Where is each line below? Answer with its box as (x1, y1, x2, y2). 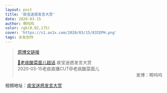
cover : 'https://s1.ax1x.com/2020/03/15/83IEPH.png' (5, 30, 117, 35)
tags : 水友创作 (5, 35, 34, 40)
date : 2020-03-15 (5, 16, 41, 21)
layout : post (5, 7, 32, 12)
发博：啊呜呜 (136, 72, 163, 78)
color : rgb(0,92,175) (5, 26, 50, 31)
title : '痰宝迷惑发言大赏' (5, 12, 55, 17)
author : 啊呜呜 (5, 21, 34, 26)
